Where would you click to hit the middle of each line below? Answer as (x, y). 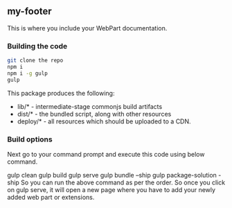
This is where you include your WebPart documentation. (87, 28)
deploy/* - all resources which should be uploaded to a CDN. (104, 121)
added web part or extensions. (51, 197)
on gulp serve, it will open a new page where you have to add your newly (111, 189)
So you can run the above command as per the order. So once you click (123, 182)
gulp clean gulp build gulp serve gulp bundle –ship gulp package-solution (112, 175)
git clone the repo (35, 61)
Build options (30, 139)
